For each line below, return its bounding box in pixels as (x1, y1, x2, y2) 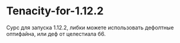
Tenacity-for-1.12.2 (6, 4, 104, 18)
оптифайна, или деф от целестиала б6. (6, 30, 106, 37)
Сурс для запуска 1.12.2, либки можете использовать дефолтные (6, 24, 174, 31)
